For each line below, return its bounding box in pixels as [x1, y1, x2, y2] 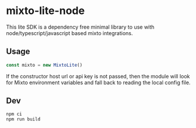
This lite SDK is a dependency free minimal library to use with [6, 23, 154, 30]
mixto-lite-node [6, 4, 85, 18]
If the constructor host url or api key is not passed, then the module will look [6, 72, 190, 79]
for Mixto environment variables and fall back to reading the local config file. [6, 79, 191, 86]
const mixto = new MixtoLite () [6, 62, 83, 68]
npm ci [6, 111, 22, 117]
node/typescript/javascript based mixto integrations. [6, 29, 133, 36]
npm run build [6, 116, 41, 122]
